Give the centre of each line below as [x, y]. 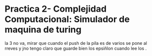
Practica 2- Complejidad [56, 9]
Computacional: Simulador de [67, 19]
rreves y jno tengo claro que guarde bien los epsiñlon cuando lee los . [76, 48]
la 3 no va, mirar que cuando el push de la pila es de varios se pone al [76, 43]
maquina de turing [43, 30]
